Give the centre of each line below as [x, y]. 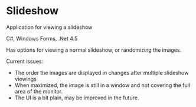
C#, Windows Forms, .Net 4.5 [42, 38]
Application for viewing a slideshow [49, 27]
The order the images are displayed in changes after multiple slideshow [102, 72]
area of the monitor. [39, 91]
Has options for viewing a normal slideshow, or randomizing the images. [94, 50]
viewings [26, 79]
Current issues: [25, 61]
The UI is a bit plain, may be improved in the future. [77, 98]
